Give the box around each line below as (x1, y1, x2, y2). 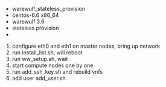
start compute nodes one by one (11, 62, 94, 69)
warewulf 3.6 (11, 18, 45, 25)
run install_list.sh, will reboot (11, 49, 83, 56)
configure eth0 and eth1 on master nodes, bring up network (11, 42, 161, 50)
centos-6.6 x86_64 (11, 11, 59, 19)
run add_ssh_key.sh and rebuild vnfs (11, 68, 103, 75)
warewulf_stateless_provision (11, 5, 86, 12)
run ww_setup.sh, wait (11, 56, 68, 62)
